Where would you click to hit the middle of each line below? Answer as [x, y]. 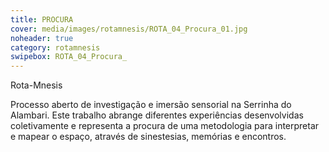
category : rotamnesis [55, 47]
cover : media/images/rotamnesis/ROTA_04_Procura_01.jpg [129, 29]
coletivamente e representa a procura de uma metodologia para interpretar [165, 126]
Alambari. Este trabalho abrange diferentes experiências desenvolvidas [157, 115]
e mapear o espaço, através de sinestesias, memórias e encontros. [148, 137]
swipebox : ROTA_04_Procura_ [69, 57]
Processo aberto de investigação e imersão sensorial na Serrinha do [151, 105]
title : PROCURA [42, 19]
